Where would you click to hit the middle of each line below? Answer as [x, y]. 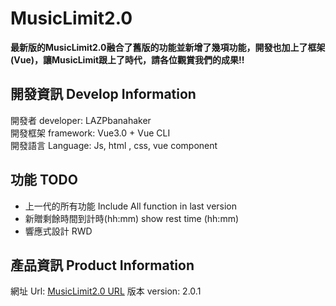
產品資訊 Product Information [102, 265]
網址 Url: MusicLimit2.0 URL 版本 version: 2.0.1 [106, 291]
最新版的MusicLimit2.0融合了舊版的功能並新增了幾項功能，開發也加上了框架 [168, 47]
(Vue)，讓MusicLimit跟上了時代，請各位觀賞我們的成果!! [127, 59]
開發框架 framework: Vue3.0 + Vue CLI [90, 133]
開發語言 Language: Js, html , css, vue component [114, 145]
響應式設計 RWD [58, 231]
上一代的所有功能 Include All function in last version [131, 206]
